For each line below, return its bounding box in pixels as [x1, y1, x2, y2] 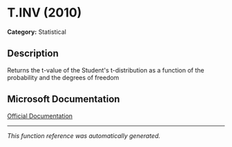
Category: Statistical [7, 28, 67, 36]
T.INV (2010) [7, 5, 82, 21]
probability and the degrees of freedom [7, 73, 119, 81]
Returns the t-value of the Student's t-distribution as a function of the [7, 66, 205, 74]
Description [7, 48, 59, 59]
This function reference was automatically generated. [7, 131, 161, 139]
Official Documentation [7, 112, 73, 120]
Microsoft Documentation [7, 93, 120, 105]
